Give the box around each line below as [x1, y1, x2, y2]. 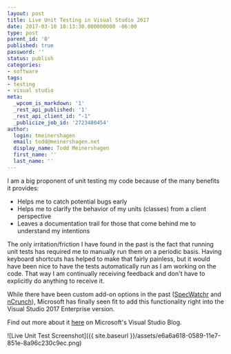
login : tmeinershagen [13, 132, 76, 139]
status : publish [7, 55, 54, 62]
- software [7, 68, 39, 75]
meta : [7, 94, 23, 101]
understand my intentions [17, 226, 90, 235]
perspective [17, 212, 52, 220]
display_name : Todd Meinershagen [13, 145, 110, 152]
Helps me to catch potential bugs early [17, 197, 128, 206]
